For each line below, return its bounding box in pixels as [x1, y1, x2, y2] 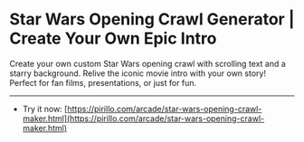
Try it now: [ [22, 103, 68, 114]
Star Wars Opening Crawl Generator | [9, 9, 295, 30]
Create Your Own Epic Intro [9, 28, 217, 49]
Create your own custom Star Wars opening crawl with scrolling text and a [9, 58, 287, 69]
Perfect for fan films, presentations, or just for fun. [9, 77, 197, 88]
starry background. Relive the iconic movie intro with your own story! [9, 68, 267, 79]
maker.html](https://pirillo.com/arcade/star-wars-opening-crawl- [22, 113, 265, 124]
